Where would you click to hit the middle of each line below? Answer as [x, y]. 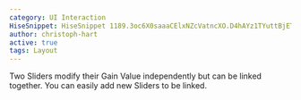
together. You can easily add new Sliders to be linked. [108, 86]
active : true [34, 42]
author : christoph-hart [54, 34]
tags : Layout [34, 51]
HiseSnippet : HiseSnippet [57, 26]
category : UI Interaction [57, 17]
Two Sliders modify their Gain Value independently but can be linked [136, 76]
